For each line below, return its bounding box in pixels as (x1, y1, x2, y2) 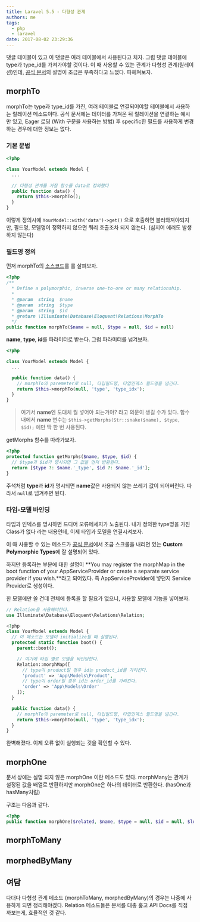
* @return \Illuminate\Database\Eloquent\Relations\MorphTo (11, 313, 164, 319)
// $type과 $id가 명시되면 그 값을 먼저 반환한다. (11, 459, 121, 465)
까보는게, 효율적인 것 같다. (6, 909, 67, 917)
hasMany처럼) (6, 789, 40, 796)
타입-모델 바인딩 (6, 506, 50, 514)
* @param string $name (11, 296, 73, 302)
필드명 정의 (6, 248, 36, 256)
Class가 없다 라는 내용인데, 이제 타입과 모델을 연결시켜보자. (6, 528, 144, 535)
